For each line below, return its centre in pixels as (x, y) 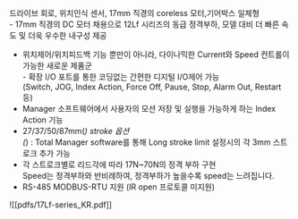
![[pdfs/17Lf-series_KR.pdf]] (61, 205)
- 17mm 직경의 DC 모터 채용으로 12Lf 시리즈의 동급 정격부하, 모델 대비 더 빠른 (145, 24)
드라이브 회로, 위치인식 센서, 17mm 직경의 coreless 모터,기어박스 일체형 (134, 13)
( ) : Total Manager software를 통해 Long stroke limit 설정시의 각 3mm (146, 142)
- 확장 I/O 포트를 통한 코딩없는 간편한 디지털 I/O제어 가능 (121, 77)
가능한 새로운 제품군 (57, 66)
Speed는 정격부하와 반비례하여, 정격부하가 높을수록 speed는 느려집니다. (148, 176)
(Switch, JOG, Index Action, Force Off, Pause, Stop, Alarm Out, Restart (152, 87)
